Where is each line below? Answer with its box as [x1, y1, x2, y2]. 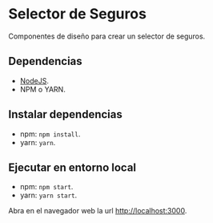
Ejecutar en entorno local [8, 160, 137, 174]
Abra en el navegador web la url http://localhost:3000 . [8, 206, 187, 216]
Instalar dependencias [8, 107, 123, 121]
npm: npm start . [19, 182, 74, 192]
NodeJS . [19, 75, 50, 85]
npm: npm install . [19, 129, 81, 139]
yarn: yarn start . [19, 190, 78, 201]
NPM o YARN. [19, 84, 66, 94]
